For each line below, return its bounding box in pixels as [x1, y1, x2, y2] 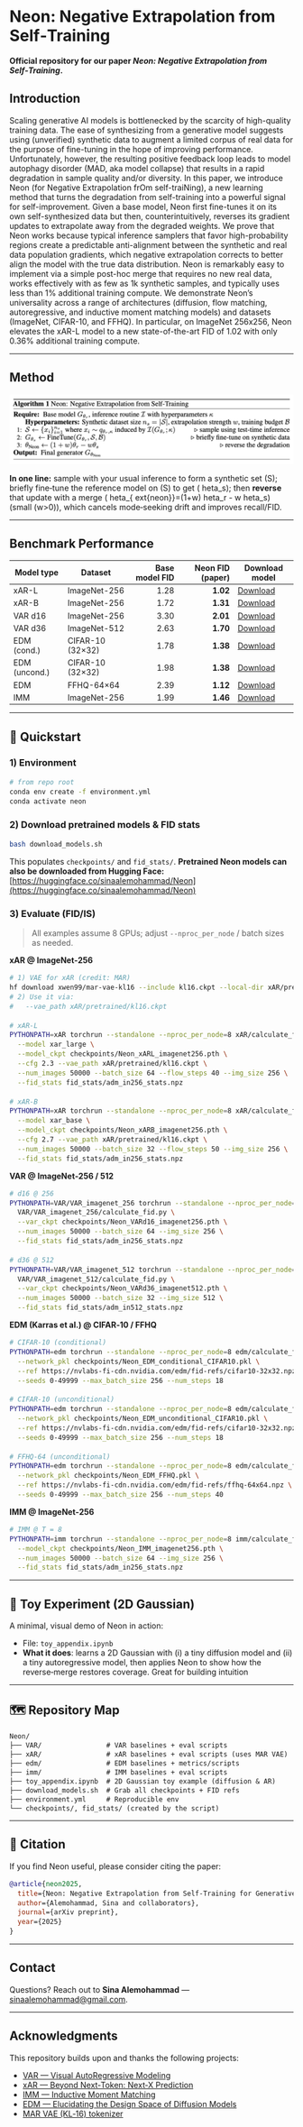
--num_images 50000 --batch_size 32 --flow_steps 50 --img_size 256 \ [17, 1144, 289, 1153]
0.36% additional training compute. [9, 335, 141, 346]
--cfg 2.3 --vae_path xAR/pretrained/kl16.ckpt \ [17, 1059, 207, 1068]
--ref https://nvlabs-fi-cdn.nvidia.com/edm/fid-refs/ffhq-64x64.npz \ [17, 1481, 293, 1490]
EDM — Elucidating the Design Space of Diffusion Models [22, 2098, 237, 2109]
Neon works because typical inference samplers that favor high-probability [9, 230, 289, 241]
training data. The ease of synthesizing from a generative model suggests [9, 124, 284, 135]
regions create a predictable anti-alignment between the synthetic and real [9, 239, 288, 250]
